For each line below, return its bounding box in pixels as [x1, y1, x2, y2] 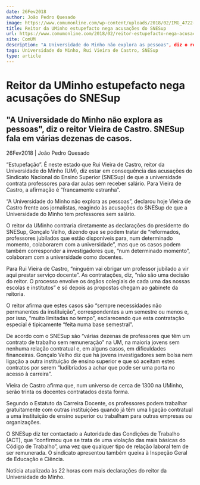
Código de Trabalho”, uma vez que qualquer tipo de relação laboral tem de [6, 443, 189, 450]
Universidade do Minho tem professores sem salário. [6, 210, 136, 217]
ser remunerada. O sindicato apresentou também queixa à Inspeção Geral [6, 449, 187, 456]
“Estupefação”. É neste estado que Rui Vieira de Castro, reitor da [6, 161, 165, 168]
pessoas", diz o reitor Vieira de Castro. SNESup [6, 124, 185, 134]
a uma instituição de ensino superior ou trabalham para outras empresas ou [6, 412, 192, 420]
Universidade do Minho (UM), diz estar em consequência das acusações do [6, 167, 193, 174]
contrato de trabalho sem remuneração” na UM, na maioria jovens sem [6, 339, 180, 346]
